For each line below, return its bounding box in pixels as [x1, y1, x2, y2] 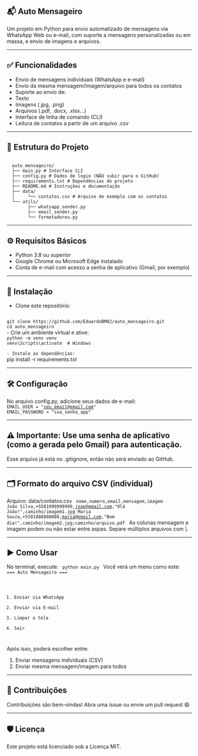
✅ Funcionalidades [6, 60, 78, 71]
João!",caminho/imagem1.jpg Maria [6, 508, 92, 515]
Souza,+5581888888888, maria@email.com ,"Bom [6, 514, 115, 519]
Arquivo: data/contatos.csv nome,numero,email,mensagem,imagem [6, 497, 163, 504]
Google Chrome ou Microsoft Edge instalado [15, 258, 123, 265]
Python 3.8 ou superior [15, 251, 71, 259]
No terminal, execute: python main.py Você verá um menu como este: [6, 563, 180, 571]
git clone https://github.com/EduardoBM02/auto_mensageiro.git [6, 319, 165, 325]
